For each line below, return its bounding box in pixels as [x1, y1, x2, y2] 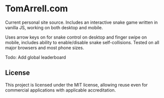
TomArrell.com [5, 3, 68, 14]
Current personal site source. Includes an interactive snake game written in [5, 19, 158, 25]
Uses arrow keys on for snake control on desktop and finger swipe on [5, 34, 147, 40]
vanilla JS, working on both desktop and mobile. [5, 24, 103, 30]
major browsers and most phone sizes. [5, 45, 84, 50]
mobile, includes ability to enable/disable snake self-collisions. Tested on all [5, 39, 160, 45]
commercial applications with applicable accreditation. [5, 87, 116, 93]
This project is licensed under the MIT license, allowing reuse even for [5, 82, 148, 88]
